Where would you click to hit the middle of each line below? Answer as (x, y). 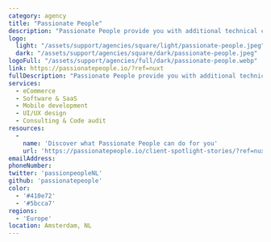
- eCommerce (36, 91)
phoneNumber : (30, 166)
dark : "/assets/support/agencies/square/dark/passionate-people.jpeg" (137, 53)
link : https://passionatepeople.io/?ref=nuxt (86, 69)
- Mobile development (52, 106)
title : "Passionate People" (56, 23)
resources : (27, 128)
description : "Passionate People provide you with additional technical (133, 31)
